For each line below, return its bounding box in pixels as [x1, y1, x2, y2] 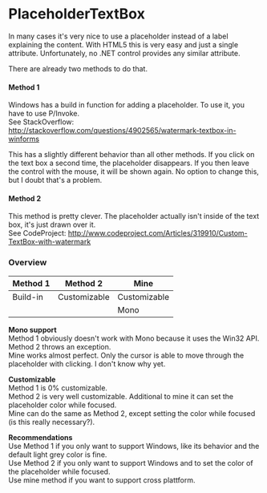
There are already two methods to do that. [8, 63, 148, 73]
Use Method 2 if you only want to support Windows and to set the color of [8, 458, 254, 467]
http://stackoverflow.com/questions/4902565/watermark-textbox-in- [8, 126, 237, 135]
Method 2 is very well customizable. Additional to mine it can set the [8, 391, 234, 401]
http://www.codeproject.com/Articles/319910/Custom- [67, 228, 249, 238]
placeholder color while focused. [8, 400, 117, 410]
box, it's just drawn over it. [8, 220, 96, 229]
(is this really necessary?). [8, 417, 95, 426]
